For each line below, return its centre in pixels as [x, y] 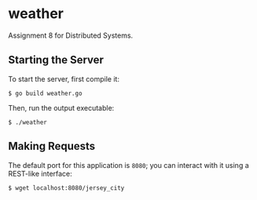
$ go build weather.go [45, 93]
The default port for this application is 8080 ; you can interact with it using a [128, 165]
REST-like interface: [40, 173]
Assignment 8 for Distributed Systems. [71, 35]
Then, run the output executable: [61, 107]
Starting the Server [56, 60]
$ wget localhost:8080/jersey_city [66, 188]
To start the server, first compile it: [64, 78]
